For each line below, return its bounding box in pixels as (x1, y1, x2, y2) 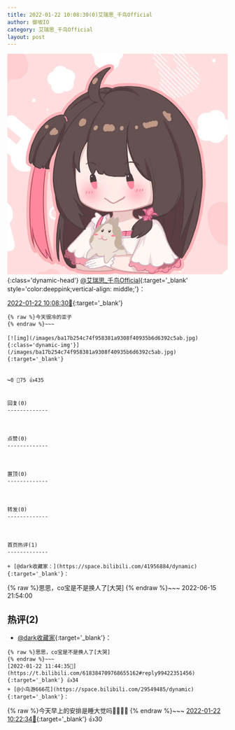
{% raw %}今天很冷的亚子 (7, 314, 72, 321)
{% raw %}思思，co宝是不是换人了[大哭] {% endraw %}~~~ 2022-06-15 (7, 584, 217, 592)
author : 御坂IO (7, 18, 50, 26)
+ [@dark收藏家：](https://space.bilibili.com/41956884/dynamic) (7, 563, 198, 570)
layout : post (7, 34, 45, 41)
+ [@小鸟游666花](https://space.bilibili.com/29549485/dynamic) (7, 686, 194, 693)
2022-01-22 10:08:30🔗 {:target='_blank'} (7, 299, 124, 307)
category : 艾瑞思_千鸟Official (7, 26, 93, 33)
